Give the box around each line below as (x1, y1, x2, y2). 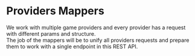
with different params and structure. (6, 30, 96, 37)
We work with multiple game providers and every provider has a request (6, 24, 186, 31)
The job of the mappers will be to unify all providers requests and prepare (6, 36, 190, 43)
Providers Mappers (6, 4, 104, 18)
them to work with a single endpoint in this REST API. (6, 43, 138, 50)
